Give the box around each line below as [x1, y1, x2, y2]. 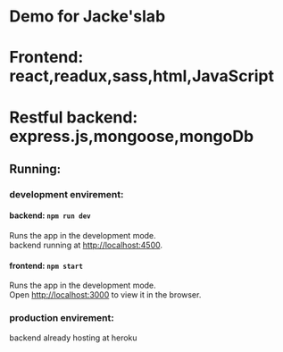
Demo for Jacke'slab [9, 6, 166, 27]
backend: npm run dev [9, 210, 91, 221]
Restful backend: [9, 107, 138, 127]
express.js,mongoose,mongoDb [9, 126, 254, 147]
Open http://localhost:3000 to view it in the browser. [9, 289, 202, 300]
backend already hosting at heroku [9, 332, 137, 343]
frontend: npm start [9, 260, 83, 271]
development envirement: [9, 188, 124, 200]
